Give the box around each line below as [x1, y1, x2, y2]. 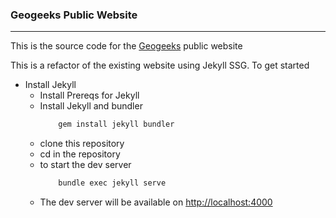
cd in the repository [39, 148, 121, 160]
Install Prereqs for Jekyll [39, 89, 140, 102]
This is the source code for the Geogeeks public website [10, 40, 243, 52]
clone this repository [39, 138, 125, 150]
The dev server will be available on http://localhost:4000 [39, 196, 273, 208]
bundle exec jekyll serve [58, 178, 167, 188]
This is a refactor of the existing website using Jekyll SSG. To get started [10, 59, 310, 72]
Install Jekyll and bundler [39, 100, 143, 112]
